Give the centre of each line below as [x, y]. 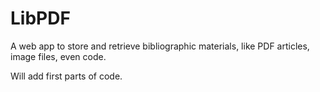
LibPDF [40, 18]
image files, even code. [58, 56]
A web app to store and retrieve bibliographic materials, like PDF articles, [160, 46]
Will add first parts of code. [66, 76]
